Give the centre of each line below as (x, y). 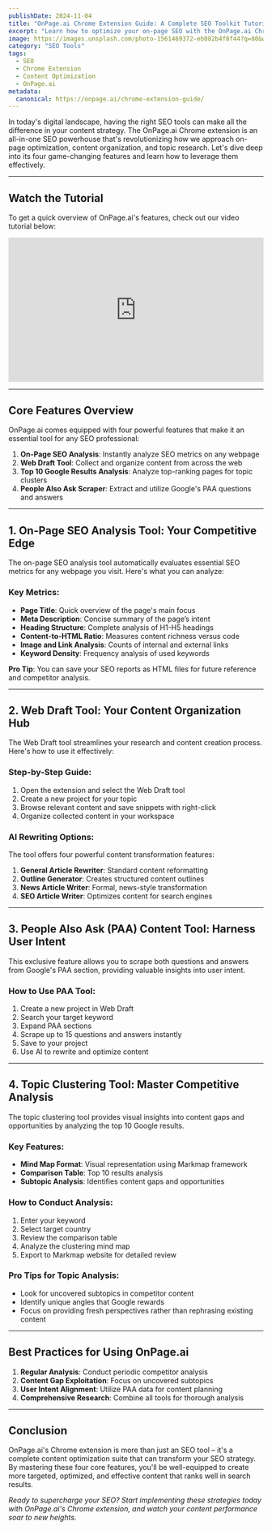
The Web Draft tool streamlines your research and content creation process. (136, 743)
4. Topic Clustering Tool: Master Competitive (124, 1084)
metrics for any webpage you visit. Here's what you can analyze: (116, 572)
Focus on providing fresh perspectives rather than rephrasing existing (136, 1310)
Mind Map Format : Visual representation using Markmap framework (134, 1164)
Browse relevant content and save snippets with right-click (118, 807)
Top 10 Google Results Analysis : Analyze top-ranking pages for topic (136, 472)
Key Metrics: (34, 593)
